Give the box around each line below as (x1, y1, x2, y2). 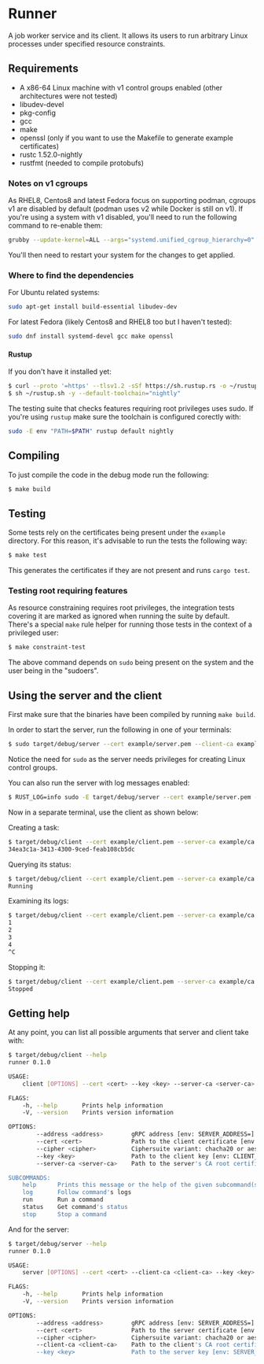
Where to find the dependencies (8, 269, 134, 280)
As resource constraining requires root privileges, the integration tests (8, 603, 235, 612)
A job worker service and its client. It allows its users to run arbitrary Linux (8, 31, 248, 40)
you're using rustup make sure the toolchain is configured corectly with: (8, 412, 241, 421)
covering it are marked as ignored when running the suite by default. (8, 612, 230, 621)
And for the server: (8, 1225, 69, 1234)
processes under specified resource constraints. (8, 39, 166, 48)
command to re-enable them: (8, 221, 103, 231)
